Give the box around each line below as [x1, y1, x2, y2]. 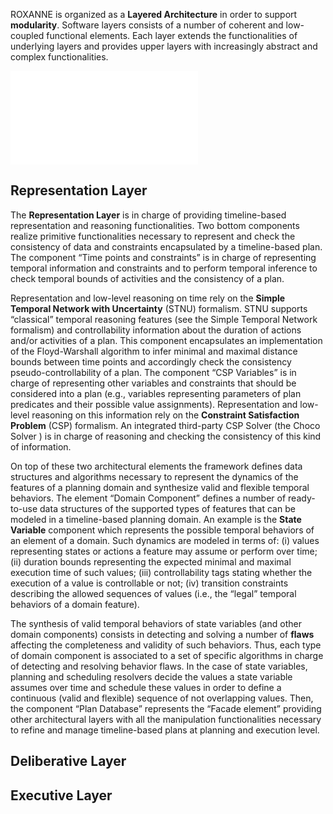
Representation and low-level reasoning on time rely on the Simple [10, 292, 286, 304]
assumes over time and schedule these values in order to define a [10, 681, 282, 693]
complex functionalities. [10, 51, 109, 63]
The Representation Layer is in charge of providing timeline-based [10, 209, 287, 221]
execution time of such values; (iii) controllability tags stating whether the [10, 566, 313, 578]
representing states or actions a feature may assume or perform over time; [10, 545, 318, 557]
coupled [10, 30, 45, 41]
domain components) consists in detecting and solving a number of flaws [10, 628, 315, 640]
